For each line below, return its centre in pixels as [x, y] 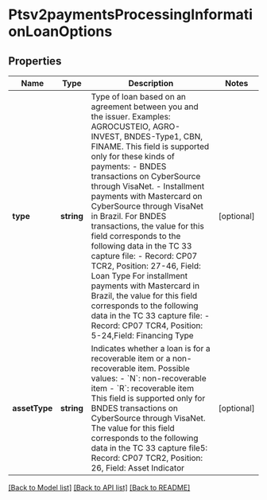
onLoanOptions [60, 31]
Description [151, 83]
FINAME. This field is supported [150, 146]
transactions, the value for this [147, 226]
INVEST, [106, 137]
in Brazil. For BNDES [129, 216]
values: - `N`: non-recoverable [149, 378]
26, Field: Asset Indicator [138, 468]
